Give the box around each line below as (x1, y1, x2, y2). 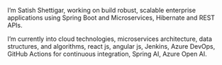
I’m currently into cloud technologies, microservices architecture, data (7, 35, 213, 43)
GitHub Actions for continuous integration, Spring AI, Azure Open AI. (7, 49, 207, 58)
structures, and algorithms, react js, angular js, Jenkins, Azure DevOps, (7, 42, 216, 50)
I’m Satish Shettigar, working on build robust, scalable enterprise (7, 6, 196, 14)
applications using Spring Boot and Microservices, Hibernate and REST (7, 13, 215, 22)
